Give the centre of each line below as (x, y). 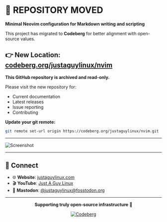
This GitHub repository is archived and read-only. (57, 77)
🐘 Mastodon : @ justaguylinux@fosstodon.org (59, 190)
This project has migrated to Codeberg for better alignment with (71, 33)
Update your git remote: (30, 122)
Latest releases (28, 102)
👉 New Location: (33, 55)
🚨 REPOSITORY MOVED (54, 10)
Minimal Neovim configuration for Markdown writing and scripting (75, 24)
